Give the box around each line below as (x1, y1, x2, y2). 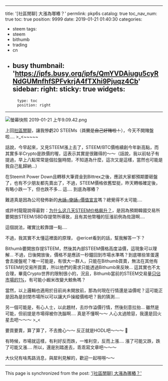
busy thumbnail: (12, 61, 65, 70)
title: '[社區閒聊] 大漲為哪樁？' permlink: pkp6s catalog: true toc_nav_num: (5, 10, 157, 16)
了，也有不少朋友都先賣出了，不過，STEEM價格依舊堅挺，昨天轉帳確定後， (5, 179, 160, 185)
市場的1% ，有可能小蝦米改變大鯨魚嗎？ (5, 276, 86, 282)
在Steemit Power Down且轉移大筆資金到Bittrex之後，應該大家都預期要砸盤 (5, 173, 158, 179)
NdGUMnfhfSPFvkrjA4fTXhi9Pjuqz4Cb (12, 77, 138, 85)
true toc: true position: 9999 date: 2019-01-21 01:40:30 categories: (5, 16, 142, 22)
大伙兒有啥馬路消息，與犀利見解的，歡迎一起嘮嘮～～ (5, 354, 115, 360)
